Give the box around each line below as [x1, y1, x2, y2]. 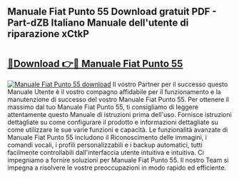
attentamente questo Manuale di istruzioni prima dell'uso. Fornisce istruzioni [7, 111, 232, 118]
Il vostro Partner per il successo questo [113, 80, 228, 88]
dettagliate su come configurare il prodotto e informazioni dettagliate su [7, 118, 219, 126]
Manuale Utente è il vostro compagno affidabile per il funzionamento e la [7, 88, 221, 96]
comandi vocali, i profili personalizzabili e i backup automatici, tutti [7, 140, 203, 149]
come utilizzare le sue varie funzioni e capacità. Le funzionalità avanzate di [7, 126, 228, 134]
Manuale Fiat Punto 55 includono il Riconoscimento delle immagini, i [7, 133, 207, 141]
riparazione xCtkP [7, 28, 89, 40]
